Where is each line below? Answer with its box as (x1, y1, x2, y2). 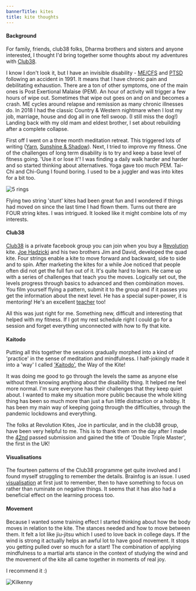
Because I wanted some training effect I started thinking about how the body (6, 518, 191, 525)
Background (6, 32, 37, 39)
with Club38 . (6, 58, 37, 65)
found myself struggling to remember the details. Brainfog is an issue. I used (6, 473, 190, 480)
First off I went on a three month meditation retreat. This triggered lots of (6, 136, 181, 144)
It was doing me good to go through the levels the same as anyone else (6, 372, 178, 380)
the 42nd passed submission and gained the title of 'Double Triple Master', (6, 434, 186, 441)
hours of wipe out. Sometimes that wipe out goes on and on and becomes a (6, 94, 189, 101)
